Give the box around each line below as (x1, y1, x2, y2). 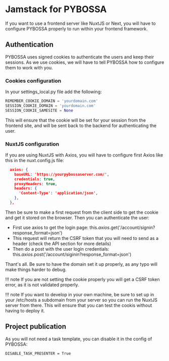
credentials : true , (14, 176, 55, 182)
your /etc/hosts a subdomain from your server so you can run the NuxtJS (5, 297, 158, 303)
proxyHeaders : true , (14, 181, 58, 186)
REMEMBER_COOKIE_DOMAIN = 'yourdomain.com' (5, 99, 98, 104)
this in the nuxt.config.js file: (5, 157, 64, 163)
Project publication (5, 323, 67, 331)
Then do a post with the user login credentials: (12, 246, 109, 252)
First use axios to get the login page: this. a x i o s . (12, 224, 111, 230)
